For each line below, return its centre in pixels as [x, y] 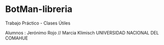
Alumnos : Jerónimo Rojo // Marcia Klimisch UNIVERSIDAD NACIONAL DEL [82, 32]
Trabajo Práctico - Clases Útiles [38, 23]
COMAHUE [17, 38]
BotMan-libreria [39, 9]
